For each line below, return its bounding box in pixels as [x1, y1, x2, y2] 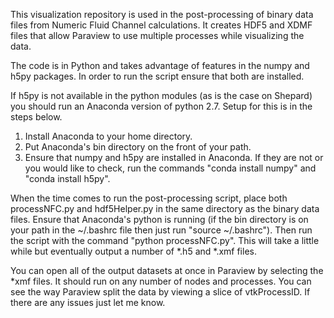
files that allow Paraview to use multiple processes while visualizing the [10, 30, 305, 41]
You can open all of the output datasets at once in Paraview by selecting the [10, 265, 324, 276]
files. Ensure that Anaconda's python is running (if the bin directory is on [10, 214, 309, 225]
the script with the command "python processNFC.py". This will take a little [10, 235, 320, 246]
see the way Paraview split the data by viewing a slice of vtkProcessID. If [10, 286, 311, 298]
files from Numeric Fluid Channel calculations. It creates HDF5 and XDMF [10, 19, 313, 31]
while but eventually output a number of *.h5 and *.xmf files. [10, 245, 257, 257]
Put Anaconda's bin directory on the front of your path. [24, 141, 252, 153]
